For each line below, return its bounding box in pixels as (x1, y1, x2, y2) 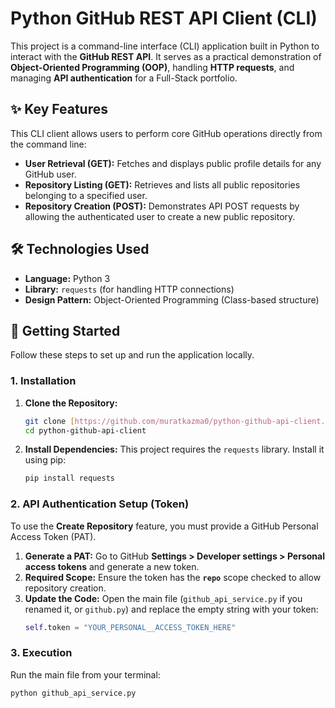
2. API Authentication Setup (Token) (10, 497, 190, 511)
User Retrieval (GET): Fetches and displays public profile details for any (24, 157, 322, 169)
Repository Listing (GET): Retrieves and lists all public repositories (24, 178, 301, 191)
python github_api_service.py (10, 688, 137, 698)
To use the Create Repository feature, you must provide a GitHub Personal (10, 520, 319, 532)
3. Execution (10, 646, 73, 660)
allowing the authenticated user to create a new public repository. (24, 210, 296, 222)
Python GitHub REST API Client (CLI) (10, 7, 318, 30)
